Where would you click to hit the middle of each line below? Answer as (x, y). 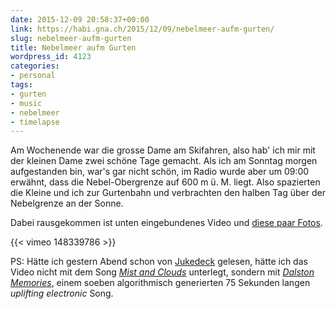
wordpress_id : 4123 (51, 57)
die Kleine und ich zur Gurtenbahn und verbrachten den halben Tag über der (168, 193)
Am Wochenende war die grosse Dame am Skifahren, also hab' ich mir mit (163, 150)
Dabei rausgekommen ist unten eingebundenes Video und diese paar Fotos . (166, 223)
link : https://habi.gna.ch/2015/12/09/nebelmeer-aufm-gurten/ (142, 29)
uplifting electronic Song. (62, 293)
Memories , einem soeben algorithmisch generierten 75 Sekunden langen (160, 283)
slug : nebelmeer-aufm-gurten (71, 38)
